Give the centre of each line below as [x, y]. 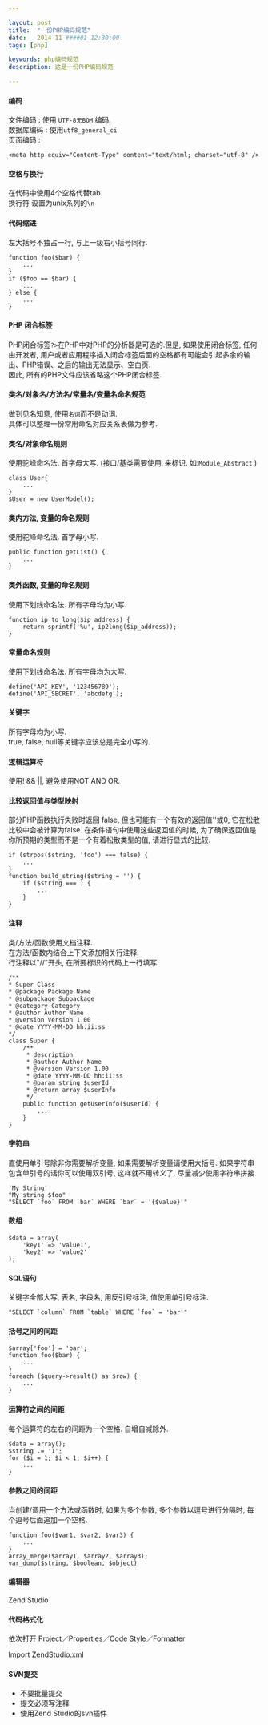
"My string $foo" [37, 1195]
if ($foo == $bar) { [43, 278]
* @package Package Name [50, 991]
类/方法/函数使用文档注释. [51, 942]
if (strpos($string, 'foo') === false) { [78, 855]
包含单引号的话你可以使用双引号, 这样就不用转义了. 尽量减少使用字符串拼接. [132, 1173]
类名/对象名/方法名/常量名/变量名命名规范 [77, 394]
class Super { [32, 1041]
